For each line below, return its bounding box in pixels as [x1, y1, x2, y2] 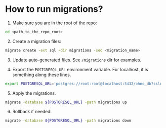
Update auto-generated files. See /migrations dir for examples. [12, 57, 142, 63]
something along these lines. [12, 72, 71, 78]
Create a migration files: [12, 38, 62, 44]
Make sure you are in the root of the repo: [12, 20, 97, 26]
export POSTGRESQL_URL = [5, 81, 54, 86]
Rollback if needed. [12, 109, 52, 115]
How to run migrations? [5, 3, 103, 15]
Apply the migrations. [12, 90, 56, 96]
